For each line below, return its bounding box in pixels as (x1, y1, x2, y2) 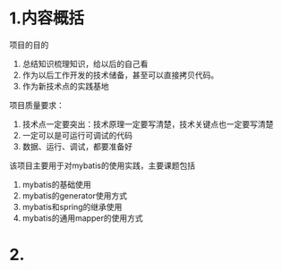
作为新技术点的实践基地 (21, 80, 109, 91)
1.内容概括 (9, 8, 85, 29)
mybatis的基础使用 (21, 179, 91, 190)
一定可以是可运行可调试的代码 (21, 130, 132, 140)
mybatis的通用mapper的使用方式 (21, 212, 143, 224)
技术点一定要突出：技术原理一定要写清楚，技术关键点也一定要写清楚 (21, 118, 274, 130)
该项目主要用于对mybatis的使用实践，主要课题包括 (9, 160, 195, 171)
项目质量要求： (9, 99, 64, 110)
